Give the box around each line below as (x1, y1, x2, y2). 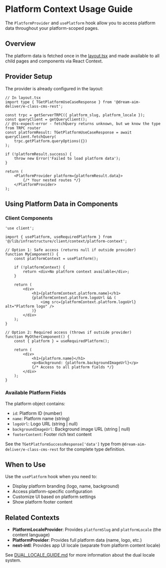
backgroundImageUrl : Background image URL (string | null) (12, 426, 130, 432)
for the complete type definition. (59, 446, 125, 452)
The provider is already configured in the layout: (5, 85, 104, 91)
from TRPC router (5, 126, 41, 130)
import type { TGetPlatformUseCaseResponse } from (5, 99, 112, 105)
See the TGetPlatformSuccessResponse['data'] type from (5, 441, 121, 447)
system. (5, 557, 21, 564)
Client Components (5, 214, 53, 221)
